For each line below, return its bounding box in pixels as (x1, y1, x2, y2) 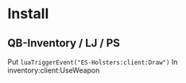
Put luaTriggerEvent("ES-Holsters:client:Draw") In (7, 57, 178, 66)
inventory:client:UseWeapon (7, 66, 100, 75)
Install (7, 5, 49, 23)
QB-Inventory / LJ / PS (7, 36, 121, 50)
